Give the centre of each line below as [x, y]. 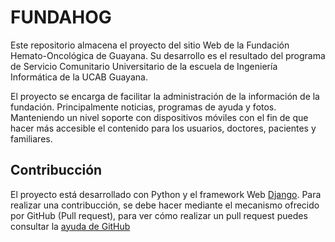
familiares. [31, 138]
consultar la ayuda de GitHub [70, 226]
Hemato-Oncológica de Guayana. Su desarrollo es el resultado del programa [168, 55]
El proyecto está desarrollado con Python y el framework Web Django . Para [166, 194]
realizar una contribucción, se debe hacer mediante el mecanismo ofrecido [165, 205]
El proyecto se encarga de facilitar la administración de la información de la [165, 96]
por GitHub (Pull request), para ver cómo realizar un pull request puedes [159, 215]
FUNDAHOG [61, 17]
